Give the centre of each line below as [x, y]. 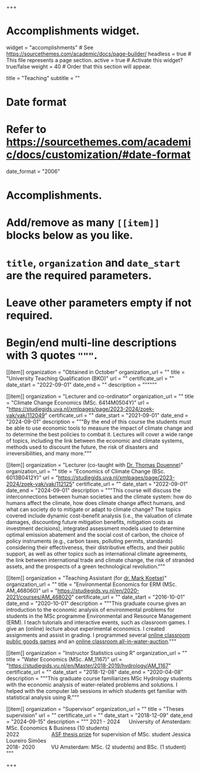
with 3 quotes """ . [52, 355]
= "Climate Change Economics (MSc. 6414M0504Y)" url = [78, 402]
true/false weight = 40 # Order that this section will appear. [79, 66]
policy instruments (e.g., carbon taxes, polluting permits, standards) [90, 541]
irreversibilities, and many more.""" [49, 453]
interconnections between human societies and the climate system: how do [99, 497]
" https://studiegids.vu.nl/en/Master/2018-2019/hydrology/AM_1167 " [89, 666]
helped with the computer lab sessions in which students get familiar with [96, 691]
